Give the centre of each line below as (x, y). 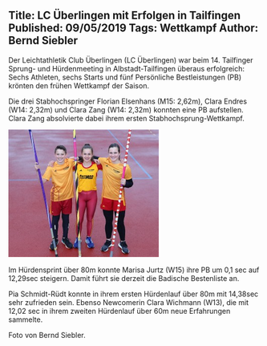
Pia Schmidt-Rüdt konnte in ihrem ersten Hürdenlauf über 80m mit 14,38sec (133, 294)
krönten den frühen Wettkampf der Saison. (79, 85)
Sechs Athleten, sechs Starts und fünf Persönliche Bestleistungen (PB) (125, 77)
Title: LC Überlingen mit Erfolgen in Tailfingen (125, 16)
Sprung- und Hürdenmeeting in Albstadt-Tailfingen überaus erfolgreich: (126, 68)
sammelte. (26, 320)
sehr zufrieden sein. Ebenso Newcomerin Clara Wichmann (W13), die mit (129, 302)
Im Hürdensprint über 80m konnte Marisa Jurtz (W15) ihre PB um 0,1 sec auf (134, 270)
